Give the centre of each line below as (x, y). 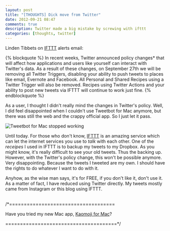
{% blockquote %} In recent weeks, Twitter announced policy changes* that (85, 58)
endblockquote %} (25, 95)
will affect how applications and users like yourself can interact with (76, 63)
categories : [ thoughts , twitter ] (41, 34)
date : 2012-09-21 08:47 (30, 19)
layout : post (19, 10)
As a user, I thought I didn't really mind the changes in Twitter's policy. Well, (84, 105)
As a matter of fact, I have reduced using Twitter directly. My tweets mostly (84, 184)
